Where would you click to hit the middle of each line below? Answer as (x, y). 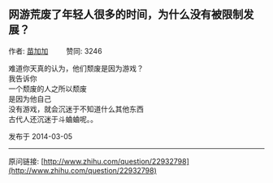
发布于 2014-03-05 (41, 136)
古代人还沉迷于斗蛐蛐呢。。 (53, 119)
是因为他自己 (30, 98)
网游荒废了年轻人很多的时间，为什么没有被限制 (126, 15)
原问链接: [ (26, 161)
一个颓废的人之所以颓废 (48, 89)
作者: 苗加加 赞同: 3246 (56, 50)
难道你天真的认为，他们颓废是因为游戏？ (76, 68)
